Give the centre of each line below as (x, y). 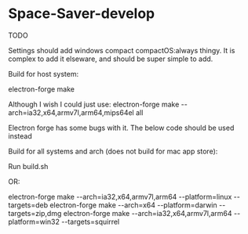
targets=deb (28, 205)
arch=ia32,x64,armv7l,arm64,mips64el (71, 112)
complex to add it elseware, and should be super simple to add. (111, 59)
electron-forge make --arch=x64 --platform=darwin (133, 205)
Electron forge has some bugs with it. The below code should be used (121, 128)
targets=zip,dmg (35, 213)
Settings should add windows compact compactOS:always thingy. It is (122, 50)
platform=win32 (34, 221)
